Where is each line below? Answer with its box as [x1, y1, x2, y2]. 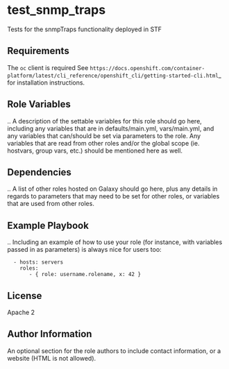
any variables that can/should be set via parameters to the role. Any [7, 131, 201, 140]
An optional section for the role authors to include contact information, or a [7, 346, 221, 355]
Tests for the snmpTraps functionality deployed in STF [7, 25, 162, 33]
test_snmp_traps [7, 2, 106, 18]
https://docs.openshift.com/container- [90, 65, 205, 71]
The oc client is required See [7, 63, 89, 71]
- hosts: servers [13, 259, 64, 266]
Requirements [7, 45, 69, 57]
